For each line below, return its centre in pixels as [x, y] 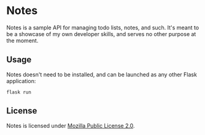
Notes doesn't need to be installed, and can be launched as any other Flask [102, 75]
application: [21, 81]
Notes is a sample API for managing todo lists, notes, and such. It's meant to [103, 27]
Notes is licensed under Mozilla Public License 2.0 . [71, 125]
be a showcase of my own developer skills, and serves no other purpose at [101, 34]
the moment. [22, 40]
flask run [19, 92]
